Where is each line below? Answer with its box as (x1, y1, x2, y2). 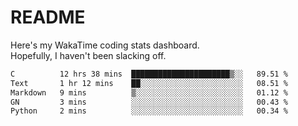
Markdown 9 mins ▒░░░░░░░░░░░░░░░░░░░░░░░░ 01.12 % (10, 87, 288, 98)
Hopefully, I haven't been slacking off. (10, 49, 167, 61)
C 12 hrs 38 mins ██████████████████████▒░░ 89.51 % (10, 69, 288, 79)
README (10, 6, 86, 29)
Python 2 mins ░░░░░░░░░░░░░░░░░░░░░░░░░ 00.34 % (10, 106, 288, 116)
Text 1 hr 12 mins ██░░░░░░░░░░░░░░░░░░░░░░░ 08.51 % (10, 78, 288, 88)
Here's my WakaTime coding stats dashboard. (10, 39, 200, 51)
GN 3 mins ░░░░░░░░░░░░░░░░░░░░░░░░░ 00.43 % (10, 97, 288, 107)
